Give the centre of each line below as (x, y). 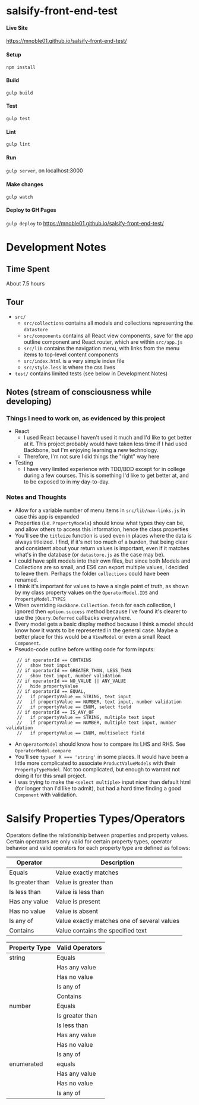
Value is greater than (84, 882)
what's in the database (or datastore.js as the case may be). (90, 554)
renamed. (26, 580)
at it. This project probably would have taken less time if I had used (105, 444)
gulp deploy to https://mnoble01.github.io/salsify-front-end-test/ (85, 223)
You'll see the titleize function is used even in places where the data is (103, 535)
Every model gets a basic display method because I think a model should (104, 624)
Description (118, 862)
